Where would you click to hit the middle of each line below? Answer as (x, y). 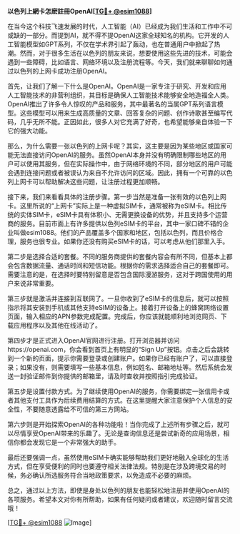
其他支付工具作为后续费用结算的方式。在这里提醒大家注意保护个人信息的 (120, 400)
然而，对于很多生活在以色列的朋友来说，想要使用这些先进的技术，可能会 (126, 53)
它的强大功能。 (29, 131)
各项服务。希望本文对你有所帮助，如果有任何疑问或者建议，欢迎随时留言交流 (120, 499)
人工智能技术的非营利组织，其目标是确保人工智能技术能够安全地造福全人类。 (120, 95)
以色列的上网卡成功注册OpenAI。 (62, 71)
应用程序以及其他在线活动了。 (57, 325)
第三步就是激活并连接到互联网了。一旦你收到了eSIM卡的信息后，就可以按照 (118, 298)
